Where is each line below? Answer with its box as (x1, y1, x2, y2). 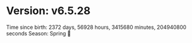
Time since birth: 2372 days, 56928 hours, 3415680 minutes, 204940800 (6, 24, 187, 31)
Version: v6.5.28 (6, 4, 91, 18)
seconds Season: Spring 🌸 (6, 29, 71, 37)
